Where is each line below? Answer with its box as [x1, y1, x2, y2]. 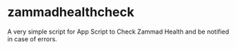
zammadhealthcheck [7, 4, 134, 20]
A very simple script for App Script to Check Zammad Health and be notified [7, 27, 230, 36]
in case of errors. [7, 34, 58, 43]
